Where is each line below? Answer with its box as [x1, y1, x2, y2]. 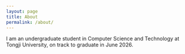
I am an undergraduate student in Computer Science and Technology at [6, 35, 180, 42]
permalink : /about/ [6, 19, 54, 25]
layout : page [6, 8, 38, 15]
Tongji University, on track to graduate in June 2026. [6, 41, 133, 48]
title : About [6, 14, 38, 20]
